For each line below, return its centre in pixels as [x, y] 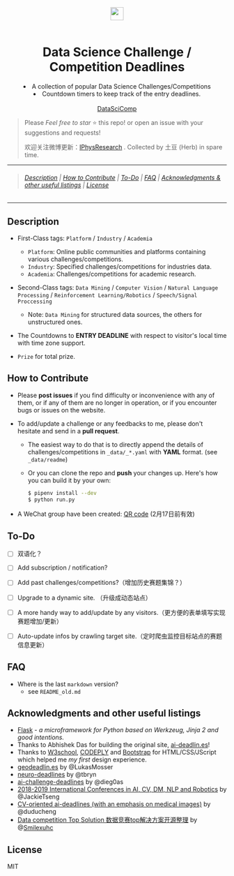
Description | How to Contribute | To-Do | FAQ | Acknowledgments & [123, 177]
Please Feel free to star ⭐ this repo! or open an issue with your [114, 122]
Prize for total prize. [46, 356]
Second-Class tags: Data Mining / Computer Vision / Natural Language [117, 287]
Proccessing [34, 302]
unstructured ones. [55, 322]
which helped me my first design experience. [82, 759]
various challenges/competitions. [76, 259]
